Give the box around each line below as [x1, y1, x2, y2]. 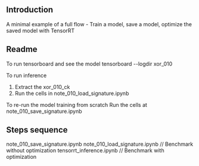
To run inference [6, 72, 47, 79]
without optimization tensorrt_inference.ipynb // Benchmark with [6, 147, 165, 154]
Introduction [6, 5, 54, 15]
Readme [6, 44, 38, 54]
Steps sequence [6, 125, 68, 135]
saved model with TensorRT [6, 27, 75, 34]
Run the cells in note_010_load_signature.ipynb [14, 90, 129, 97]
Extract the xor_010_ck [14, 83, 70, 90]
